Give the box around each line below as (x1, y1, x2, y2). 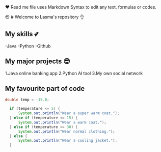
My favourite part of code (5, 84, 85, 93)
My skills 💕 (5, 30, 38, 38)
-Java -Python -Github (5, 43, 51, 49)
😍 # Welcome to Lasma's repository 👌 (5, 14, 84, 20)
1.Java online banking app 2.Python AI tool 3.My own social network (5, 70, 143, 76)
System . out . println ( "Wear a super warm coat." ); (18, 111, 120, 116)
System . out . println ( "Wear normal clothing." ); (18, 129, 115, 134)
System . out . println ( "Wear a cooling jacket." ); (18, 138, 118, 143)
